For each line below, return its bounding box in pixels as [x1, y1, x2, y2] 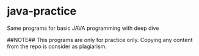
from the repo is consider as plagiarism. [7, 43, 107, 50]
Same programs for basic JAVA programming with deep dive [7, 24, 159, 32]
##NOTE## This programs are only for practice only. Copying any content [7, 36, 193, 43]
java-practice [7, 4, 77, 18]
